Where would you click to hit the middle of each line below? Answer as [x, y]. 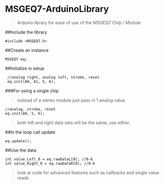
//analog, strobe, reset [30, 109]
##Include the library [26, 32]
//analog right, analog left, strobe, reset [53, 77]
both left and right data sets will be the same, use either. [74, 122]
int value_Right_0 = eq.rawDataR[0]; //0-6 [50, 163]
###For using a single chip [32, 91]
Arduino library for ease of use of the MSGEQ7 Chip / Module [79, 23]
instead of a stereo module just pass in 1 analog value [71, 100]
